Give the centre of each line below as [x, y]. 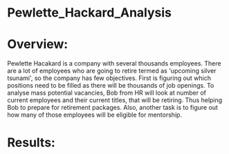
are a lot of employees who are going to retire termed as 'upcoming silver [112, 71]
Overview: [38, 45]
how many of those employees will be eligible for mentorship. [94, 115]
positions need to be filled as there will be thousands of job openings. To [111, 86]
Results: [31, 143]
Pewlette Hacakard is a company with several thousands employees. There [114, 64]
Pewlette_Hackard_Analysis [89, 13]
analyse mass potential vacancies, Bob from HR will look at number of [107, 93]
